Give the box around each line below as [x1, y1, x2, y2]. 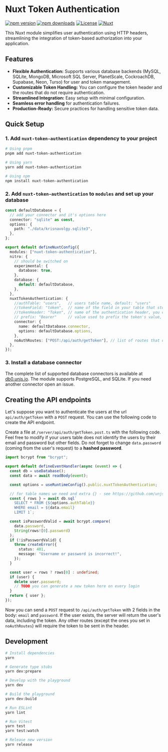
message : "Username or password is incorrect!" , [18, 552, 122, 557]
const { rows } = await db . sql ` [9, 496, 77, 501]
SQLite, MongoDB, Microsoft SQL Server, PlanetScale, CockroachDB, [12, 74, 155, 80]
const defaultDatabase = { [5, 208, 61, 213]
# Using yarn [5, 160, 32, 165]
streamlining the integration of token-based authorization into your [5, 35, 142, 41]
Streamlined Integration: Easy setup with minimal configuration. [12, 95, 145, 101]
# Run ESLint [5, 705, 32, 710]
